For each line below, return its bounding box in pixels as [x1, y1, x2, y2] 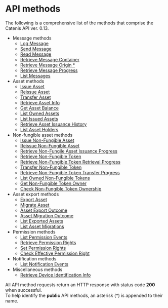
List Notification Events [20, 261, 69, 267]
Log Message [20, 40, 49, 46]
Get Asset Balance [20, 105, 59, 111]
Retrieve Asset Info [20, 99, 60, 105]
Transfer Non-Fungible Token [20, 164, 82, 170]
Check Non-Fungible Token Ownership [20, 185, 102, 191]
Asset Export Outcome [20, 207, 67, 213]
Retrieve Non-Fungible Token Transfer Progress [20, 169, 120, 175]
